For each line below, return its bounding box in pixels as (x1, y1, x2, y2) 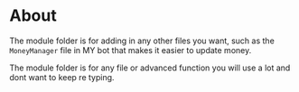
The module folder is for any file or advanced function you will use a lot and (9, 62, 291, 73)
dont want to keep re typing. (9, 71, 115, 82)
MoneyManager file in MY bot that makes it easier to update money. (9, 44, 252, 55)
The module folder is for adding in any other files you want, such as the (9, 35, 276, 46)
